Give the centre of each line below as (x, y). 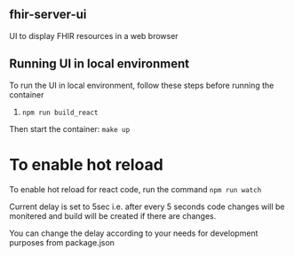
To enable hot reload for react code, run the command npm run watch (135, 189)
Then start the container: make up (70, 128)
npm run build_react (60, 113)
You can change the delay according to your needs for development (134, 233)
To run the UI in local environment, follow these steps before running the (142, 85)
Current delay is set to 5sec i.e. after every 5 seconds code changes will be (147, 206)
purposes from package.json (62, 242)
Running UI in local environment (99, 64)
